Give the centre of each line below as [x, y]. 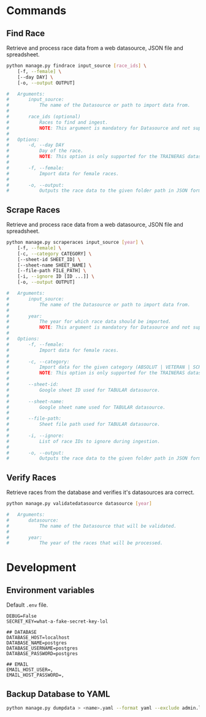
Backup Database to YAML [58, 694]
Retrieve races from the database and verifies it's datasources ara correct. [101, 492]
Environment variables [51, 590]
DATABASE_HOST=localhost [38, 638]
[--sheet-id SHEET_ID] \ [49, 259]
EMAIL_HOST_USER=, [30, 670]
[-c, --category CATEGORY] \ [55, 254]
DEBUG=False [21, 616]
